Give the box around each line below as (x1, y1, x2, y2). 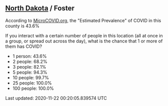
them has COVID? (5, 43, 42, 49)
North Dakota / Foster (5, 4, 75, 13)
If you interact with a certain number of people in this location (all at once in (5, 32, 163, 38)
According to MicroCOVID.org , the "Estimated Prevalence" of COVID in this (5, 17, 161, 23)
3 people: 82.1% (12, 64, 47, 70)
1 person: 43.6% (12, 53, 47, 59)
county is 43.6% (5, 23, 39, 29)
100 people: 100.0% (12, 85, 54, 91)
